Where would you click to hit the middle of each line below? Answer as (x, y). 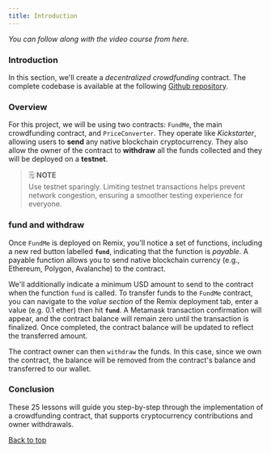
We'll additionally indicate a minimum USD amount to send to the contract (131, 284)
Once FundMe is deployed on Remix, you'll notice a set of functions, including (135, 243)
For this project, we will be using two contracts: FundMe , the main (115, 125)
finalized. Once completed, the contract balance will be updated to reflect (131, 327)
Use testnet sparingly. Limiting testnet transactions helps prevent (136, 187)
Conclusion (32, 389)
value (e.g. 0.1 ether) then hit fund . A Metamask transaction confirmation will (135, 310)
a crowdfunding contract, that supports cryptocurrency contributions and (131, 415)
